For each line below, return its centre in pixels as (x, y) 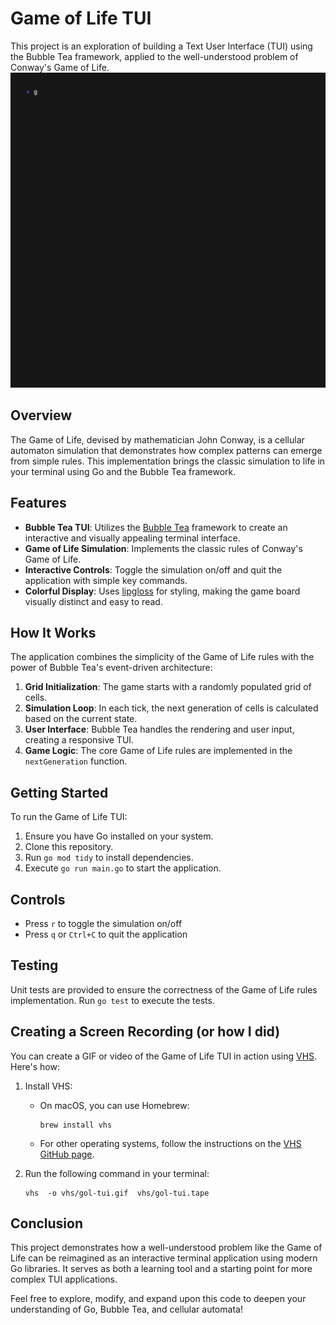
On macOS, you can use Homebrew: (114, 1105)
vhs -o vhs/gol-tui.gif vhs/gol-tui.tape (117, 1193)
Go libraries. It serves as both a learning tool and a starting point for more (161, 1269)
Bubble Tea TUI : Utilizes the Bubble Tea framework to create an (156, 527)
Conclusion (47, 1223)
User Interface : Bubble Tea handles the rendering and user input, (159, 729)
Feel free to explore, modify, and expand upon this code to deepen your (158, 1299)
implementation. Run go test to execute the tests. (112, 1000)
